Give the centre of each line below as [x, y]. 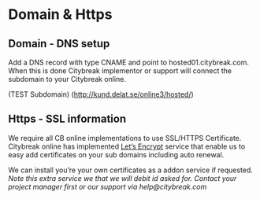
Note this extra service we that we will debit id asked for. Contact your [123, 178]
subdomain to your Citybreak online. [67, 79]
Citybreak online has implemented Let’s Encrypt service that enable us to [127, 146]
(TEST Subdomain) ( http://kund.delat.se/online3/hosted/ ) [101, 94]
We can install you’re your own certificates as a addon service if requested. [131, 170]
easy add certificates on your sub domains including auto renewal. [116, 154]
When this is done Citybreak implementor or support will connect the [120, 71]
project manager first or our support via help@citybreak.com [108, 186]
